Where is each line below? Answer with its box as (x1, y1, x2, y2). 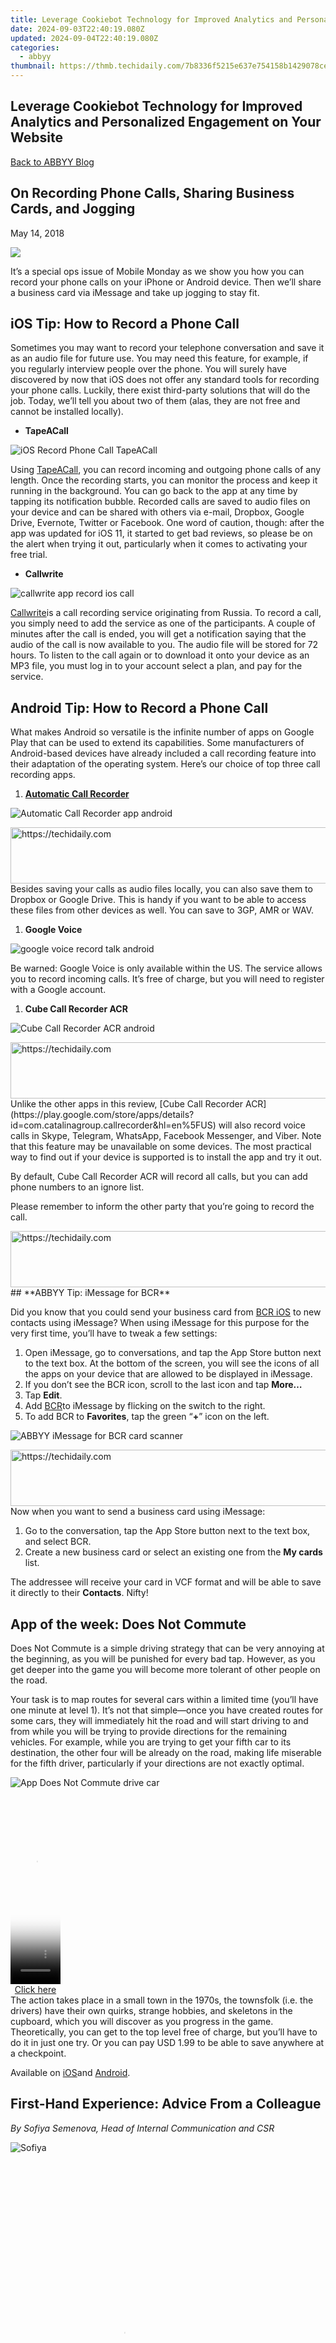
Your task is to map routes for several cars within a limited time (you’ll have (10, 1694, 319, 1706)
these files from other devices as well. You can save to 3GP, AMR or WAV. (10, 904, 315, 916)
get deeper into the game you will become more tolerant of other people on (10, 1664, 321, 1676)
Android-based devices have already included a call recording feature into (10, 747, 317, 760)
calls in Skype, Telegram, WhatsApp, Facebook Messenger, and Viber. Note (10, 1130, 322, 1142)
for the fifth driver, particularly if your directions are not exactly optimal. (10, 1757, 305, 1770)
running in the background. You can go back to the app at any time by (10, 485, 298, 497)
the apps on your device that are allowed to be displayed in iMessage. (24, 1368, 313, 1380)
